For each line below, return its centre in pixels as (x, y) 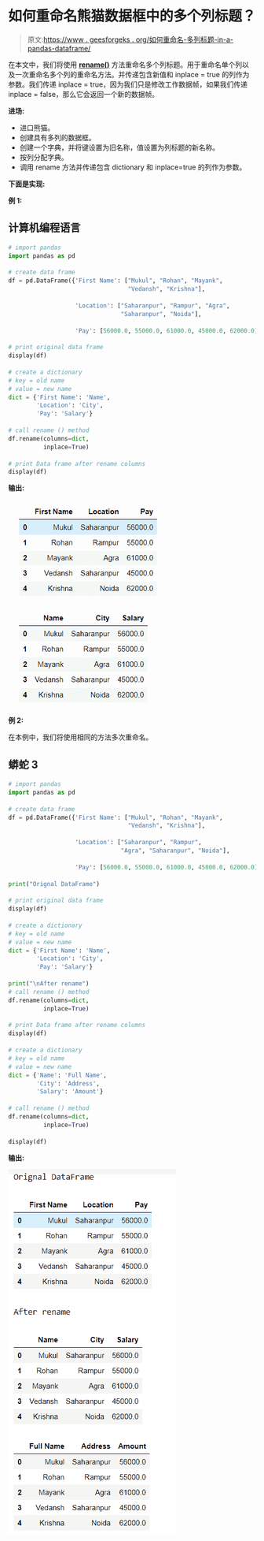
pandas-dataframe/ (59, 48)
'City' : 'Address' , (68, 1083)
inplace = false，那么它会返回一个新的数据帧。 (84, 94)
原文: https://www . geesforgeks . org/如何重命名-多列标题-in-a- (130, 39)
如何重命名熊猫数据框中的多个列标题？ (132, 16)
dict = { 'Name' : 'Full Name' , (58, 1075)
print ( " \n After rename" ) (49, 984)
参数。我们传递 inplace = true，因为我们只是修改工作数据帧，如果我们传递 (128, 84)
